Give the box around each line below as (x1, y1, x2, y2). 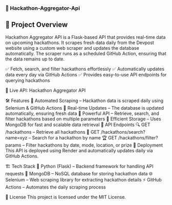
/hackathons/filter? (118, 134, 158, 140)
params (5, 142, 21, 148)
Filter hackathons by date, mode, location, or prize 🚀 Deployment (26, 142, 163, 148)
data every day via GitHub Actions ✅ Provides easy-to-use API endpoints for (5, 71, 167, 77)
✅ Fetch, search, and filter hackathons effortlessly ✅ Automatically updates (5, 66, 165, 72)
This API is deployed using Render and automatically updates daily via (5, 147, 153, 153)
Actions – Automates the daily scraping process (5, 184, 106, 190)
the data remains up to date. (5, 56, 65, 62)
